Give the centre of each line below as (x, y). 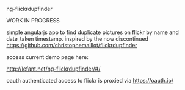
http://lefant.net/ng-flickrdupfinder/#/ (53, 69)
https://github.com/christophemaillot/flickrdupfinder (72, 45)
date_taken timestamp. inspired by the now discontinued (77, 39)
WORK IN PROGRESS (33, 20)
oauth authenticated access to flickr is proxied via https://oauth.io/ (90, 81)
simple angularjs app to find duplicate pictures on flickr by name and (92, 32)
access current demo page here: (47, 57)
